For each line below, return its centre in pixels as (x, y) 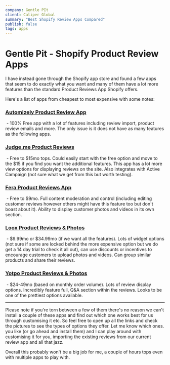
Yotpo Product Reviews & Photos (46, 273)
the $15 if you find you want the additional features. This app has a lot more (84, 164)
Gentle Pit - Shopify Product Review (82, 54)
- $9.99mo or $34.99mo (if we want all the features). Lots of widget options (85, 239)
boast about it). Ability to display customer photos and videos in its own (80, 209)
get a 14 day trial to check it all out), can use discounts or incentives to (79, 250)
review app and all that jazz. (34, 342)
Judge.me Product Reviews (40, 147)
